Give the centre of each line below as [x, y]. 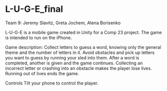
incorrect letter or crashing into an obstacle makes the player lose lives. [79, 68]
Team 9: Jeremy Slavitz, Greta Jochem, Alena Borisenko [63, 23]
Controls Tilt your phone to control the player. [52, 83]
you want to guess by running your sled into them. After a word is [72, 57]
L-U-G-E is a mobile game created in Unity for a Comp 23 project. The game [83, 32]
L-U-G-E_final [34, 9]
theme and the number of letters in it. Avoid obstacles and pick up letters [80, 52]
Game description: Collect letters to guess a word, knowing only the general [83, 47]
